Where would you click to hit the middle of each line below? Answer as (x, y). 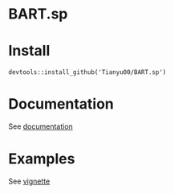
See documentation (41, 126)
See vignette (29, 181)
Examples (42, 159)
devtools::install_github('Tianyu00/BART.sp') (87, 72)
